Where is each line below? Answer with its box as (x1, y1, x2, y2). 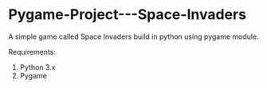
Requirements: (8, 47, 56, 56)
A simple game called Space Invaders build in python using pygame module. (8, 32, 259, 41)
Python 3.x (19, 62, 56, 72)
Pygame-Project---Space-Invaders (8, 6, 247, 24)
